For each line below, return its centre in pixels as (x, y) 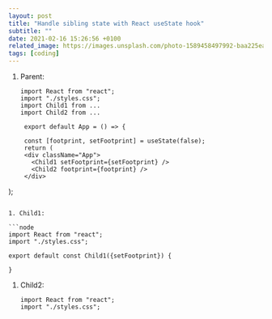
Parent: (32, 77)
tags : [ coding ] (34, 53)
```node (21, 228)
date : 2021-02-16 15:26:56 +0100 (65, 38)
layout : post (30, 16)
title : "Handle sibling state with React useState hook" (106, 23)
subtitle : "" (30, 31)
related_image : (34, 46)
